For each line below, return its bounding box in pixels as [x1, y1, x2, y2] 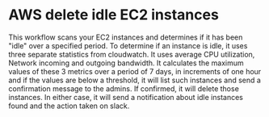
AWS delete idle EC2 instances [8, 6, 220, 24]
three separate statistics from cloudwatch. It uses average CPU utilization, [8, 49, 255, 59]
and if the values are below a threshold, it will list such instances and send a [8, 75, 261, 85]
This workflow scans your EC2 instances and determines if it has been [8, 32, 243, 42]
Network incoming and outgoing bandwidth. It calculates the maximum [8, 58, 244, 68]
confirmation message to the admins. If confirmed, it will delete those [8, 83, 240, 94]
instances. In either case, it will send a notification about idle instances [8, 92, 244, 102]
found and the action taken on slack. [8, 101, 130, 111]
